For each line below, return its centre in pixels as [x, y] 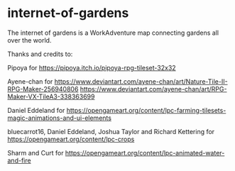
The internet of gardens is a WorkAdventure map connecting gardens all [113, 33]
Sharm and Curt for [35, 153]
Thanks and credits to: [40, 54]
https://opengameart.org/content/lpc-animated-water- [145, 153]
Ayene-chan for [30, 81]
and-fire [19, 160]
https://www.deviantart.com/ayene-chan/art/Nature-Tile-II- [141, 81]
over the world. [29, 40]
